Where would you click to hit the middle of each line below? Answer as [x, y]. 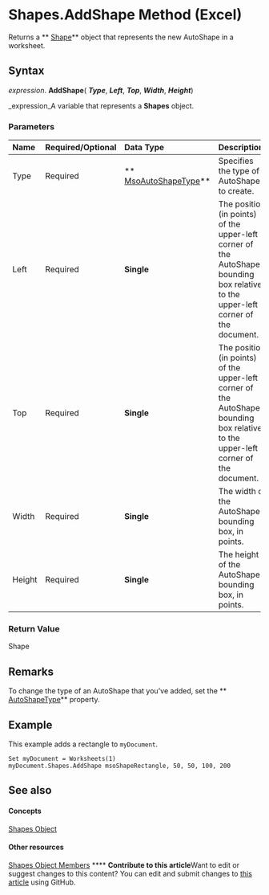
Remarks [31, 671]
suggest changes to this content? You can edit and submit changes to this [130, 873]
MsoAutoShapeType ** [167, 181]
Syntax [26, 71]
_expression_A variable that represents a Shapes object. [101, 105]
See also [30, 790]
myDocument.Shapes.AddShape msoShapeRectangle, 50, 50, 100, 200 [119, 766]
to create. [236, 191]
